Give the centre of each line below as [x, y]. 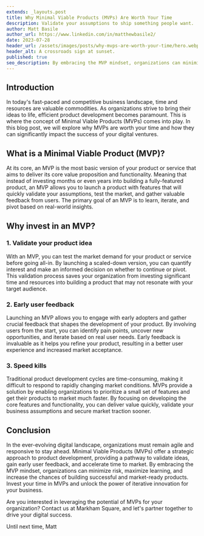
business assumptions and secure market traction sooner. [79, 411]
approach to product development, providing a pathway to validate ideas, [98, 458]
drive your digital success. [39, 515]
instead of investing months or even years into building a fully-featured [95, 181]
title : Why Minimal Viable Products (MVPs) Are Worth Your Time [89, 18]
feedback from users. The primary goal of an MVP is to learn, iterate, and [98, 201]
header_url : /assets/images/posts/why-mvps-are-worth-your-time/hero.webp [103, 46]
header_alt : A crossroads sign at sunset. [61, 52]
